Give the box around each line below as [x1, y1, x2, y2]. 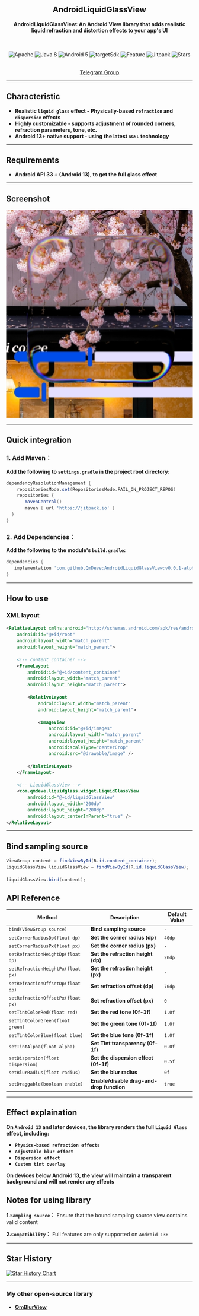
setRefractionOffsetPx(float [8, 995, 81, 1001]
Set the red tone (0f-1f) [91, 1009, 151, 1016]
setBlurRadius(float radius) [8, 1070, 81, 1076]
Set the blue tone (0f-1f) [91, 1031, 154, 1038]
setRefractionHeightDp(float [8, 952, 81, 957]
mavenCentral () [24, 499, 62, 505]
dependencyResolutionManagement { [6, 480, 92, 486]
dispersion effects [14, 113, 61, 120]
